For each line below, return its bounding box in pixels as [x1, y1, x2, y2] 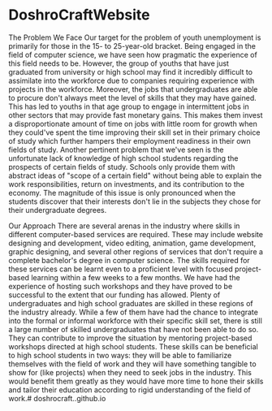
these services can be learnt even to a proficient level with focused [8, 264, 233, 274]
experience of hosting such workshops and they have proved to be [8, 281, 233, 291]
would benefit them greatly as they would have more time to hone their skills [8, 376, 264, 386]
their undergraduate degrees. [8, 205, 107, 214]
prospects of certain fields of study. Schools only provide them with [8, 162, 235, 171]
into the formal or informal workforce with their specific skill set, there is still [8, 315, 262, 326]
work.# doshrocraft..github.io [8, 393, 106, 403]
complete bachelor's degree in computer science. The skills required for [8, 255, 250, 265]
